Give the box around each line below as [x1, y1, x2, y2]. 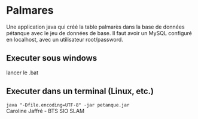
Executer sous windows [6, 53, 98, 63]
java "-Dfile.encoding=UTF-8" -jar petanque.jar [6, 102, 130, 108]
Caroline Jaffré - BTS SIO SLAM [6, 107, 85, 114]
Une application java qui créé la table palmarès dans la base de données [6, 23, 185, 30]
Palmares [6, 4, 54, 17]
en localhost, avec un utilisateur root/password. [6, 36, 124, 43]
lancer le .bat [6, 69, 39, 76]
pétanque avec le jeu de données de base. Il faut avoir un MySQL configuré [6, 29, 193, 36]
